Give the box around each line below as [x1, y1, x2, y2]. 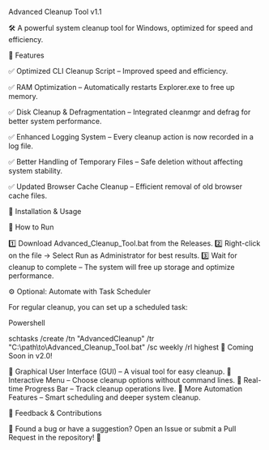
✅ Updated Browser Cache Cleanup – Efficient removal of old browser [8, 182, 243, 191]
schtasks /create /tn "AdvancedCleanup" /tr [8, 334, 155, 343]
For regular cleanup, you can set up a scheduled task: [8, 302, 188, 311]
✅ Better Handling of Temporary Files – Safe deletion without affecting [8, 157, 243, 166]
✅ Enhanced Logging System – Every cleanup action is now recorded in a [8, 132, 254, 141]
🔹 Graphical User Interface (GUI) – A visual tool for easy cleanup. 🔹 [8, 366, 233, 376]
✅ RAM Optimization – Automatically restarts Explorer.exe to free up [8, 83, 235, 92]
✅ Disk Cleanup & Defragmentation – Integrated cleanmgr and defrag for [8, 107, 251, 117]
